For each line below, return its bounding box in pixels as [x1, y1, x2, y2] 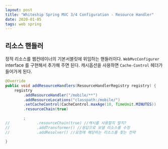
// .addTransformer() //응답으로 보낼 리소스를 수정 [5, 125, 130, 130]
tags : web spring [5, 21, 42, 27]
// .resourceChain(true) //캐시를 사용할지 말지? [5, 121, 127, 126]
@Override [5, 79, 26, 84]
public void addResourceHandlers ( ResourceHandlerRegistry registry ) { [5, 83, 156, 88]
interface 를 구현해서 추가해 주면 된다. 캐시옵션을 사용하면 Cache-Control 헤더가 [5, 62, 163, 68]
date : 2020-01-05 [5, 17, 42, 22]
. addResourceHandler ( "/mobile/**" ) [23, 92, 98, 97]
